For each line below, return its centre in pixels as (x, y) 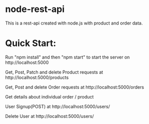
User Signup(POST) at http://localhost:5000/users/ (57, 106)
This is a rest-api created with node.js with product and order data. (74, 23)
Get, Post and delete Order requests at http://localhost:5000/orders (74, 87)
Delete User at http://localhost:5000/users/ (49, 116)
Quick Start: (31, 43)
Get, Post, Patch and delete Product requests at (54, 72)
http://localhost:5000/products (37, 77)
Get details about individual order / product (49, 96)
